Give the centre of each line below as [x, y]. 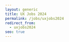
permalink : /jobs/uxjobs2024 [34, 18]
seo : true [15, 32]
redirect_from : [20, 23]
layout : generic [21, 9]
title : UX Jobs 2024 [26, 14]
